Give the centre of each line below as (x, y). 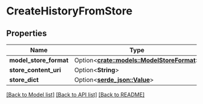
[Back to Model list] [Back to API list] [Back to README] (76, 95)
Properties (27, 33)
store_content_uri (35, 70)
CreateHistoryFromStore (69, 11)
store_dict (24, 80)
